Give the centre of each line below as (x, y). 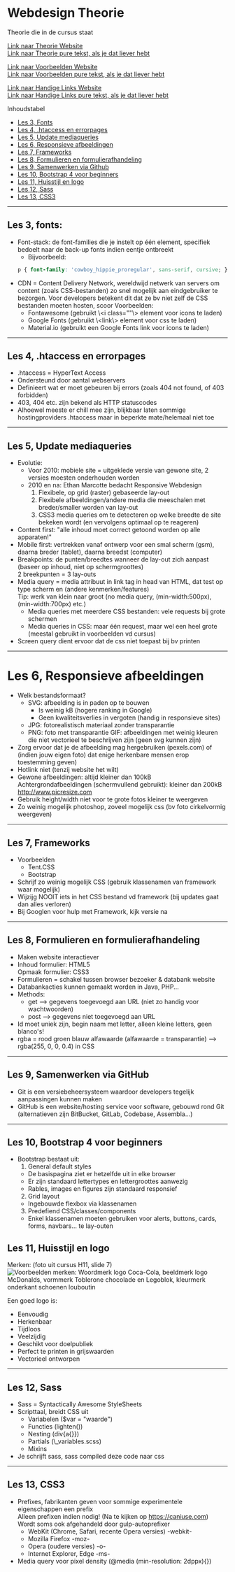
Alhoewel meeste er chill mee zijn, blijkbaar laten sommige (102, 410)
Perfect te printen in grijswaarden (65, 1352)
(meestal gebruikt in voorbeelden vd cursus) (92, 634)
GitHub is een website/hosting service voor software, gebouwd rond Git (121, 1106)
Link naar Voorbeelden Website (52, 66)
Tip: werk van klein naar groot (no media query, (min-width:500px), (114, 596)
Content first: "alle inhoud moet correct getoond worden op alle (109, 530)
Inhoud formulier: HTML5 (54, 964)
